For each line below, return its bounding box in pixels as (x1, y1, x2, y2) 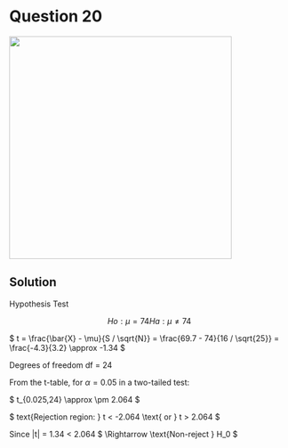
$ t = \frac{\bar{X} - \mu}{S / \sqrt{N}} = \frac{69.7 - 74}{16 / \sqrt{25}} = (9, 332, 280, 344)
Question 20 (9, 6, 103, 27)
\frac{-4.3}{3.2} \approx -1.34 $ (9, 342, 126, 353)
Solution (9, 274, 57, 290)
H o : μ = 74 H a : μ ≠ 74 (107, 315, 192, 326)
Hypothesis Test (9, 298, 69, 309)
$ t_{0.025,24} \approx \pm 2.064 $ (9, 394, 140, 404)
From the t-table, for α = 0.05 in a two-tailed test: (9, 377, 190, 387)
